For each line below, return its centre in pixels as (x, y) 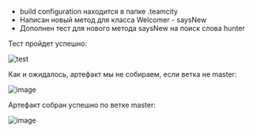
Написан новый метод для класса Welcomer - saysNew (113, 20)
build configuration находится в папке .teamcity (98, 11)
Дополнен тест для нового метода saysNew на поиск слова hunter (132, 28)
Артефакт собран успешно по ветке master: (82, 105)
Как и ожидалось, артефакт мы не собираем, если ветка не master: (123, 74)
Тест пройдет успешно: (48, 44)
